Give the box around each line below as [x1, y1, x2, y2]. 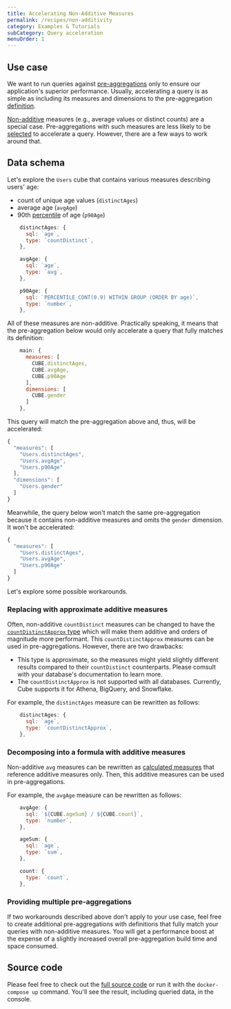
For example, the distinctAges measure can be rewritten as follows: [7, 698, 200, 707]
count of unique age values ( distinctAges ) [17, 196, 139, 204]
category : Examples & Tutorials [7, 23, 100, 30]
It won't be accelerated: [7, 522, 74, 531]
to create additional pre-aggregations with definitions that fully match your [7, 919, 219, 928]
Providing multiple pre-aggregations [7, 897, 132, 906]
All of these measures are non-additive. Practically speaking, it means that [7, 319, 219, 328]
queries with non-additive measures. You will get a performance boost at [7, 927, 214, 935]
